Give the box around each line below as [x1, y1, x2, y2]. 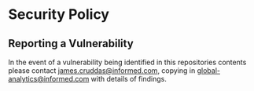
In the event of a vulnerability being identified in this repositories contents [8, 57, 247, 67]
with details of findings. [90, 75, 167, 83]
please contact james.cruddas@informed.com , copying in [8, 66, 196, 75]
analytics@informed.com [8, 75, 90, 83]
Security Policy [8, 5, 110, 24]
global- [197, 66, 220, 75]
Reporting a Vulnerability [8, 37, 134, 50]
